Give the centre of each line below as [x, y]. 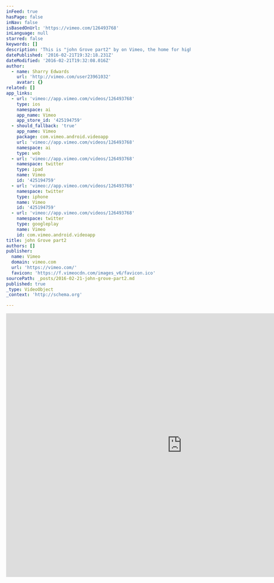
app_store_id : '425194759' [49, 121]
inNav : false [22, 22]
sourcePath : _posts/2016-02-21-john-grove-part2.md [70, 278]
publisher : [19, 251]
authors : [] [20, 246]
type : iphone [32, 197]
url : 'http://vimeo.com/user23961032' [64, 77]
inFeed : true [22, 11]
